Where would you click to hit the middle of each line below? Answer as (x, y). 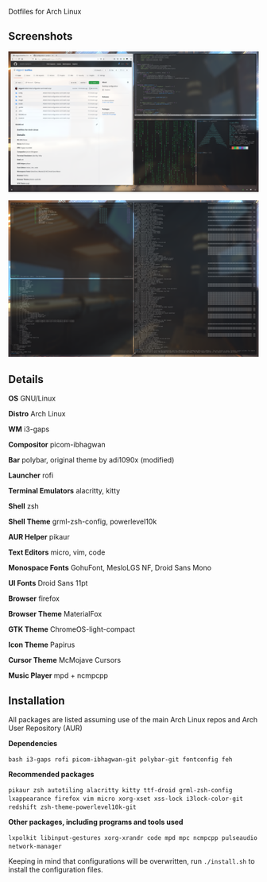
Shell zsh (24, 506)
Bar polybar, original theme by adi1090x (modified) (91, 460)
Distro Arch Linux (37, 414)
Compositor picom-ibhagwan (57, 445)
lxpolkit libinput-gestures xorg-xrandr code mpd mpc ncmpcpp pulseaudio (133, 838)
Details (26, 379)
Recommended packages (51, 774)
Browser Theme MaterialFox (55, 614)
